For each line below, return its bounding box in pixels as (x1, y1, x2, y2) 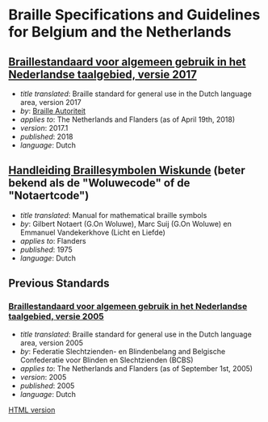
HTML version (8, 405, 56, 415)
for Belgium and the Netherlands (8, 23, 232, 41)
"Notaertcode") (8, 189, 90, 203)
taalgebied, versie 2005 (8, 311, 104, 322)
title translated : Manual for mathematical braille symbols (19, 210, 207, 219)
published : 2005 (19, 381, 75, 391)
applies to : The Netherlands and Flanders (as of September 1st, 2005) (19, 363, 253, 373)
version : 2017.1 (19, 123, 69, 132)
